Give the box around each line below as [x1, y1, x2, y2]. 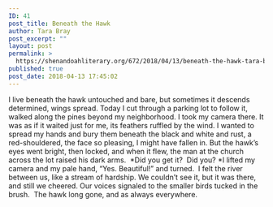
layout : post [8, 42, 53, 50]
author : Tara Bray [8, 27, 71, 35]
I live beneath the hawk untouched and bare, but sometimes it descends [8, 94, 250, 104]
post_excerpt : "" [8, 34, 67, 43]
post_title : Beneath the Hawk [8, 19, 111, 28]
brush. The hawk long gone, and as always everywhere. [8, 189, 197, 199]
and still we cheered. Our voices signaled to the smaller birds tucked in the [8, 180, 258, 191]
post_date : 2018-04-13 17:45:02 [8, 72, 118, 80]
